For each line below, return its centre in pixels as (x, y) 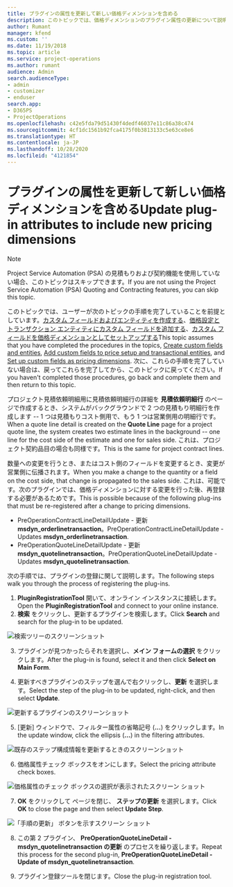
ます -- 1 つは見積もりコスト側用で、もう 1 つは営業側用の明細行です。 (119, 416)
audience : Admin (31, 72)
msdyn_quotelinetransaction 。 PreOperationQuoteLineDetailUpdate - (117, 554)
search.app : (24, 104)
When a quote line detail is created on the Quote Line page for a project (110, 424)
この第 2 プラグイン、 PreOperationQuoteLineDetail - (94, 838)
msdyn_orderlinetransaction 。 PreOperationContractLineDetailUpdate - (120, 529)
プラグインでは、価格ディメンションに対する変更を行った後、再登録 (128, 489)
